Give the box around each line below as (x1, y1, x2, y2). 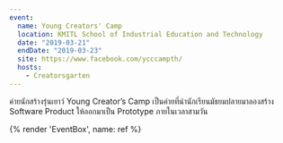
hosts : (17, 63, 42, 72)
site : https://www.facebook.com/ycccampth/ (17, 55, 182, 63)
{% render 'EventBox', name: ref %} (9, 123, 142, 134)
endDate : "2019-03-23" (17, 46, 102, 55)
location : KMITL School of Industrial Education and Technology (17, 29, 263, 38)
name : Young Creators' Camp (17, 21, 123, 30)
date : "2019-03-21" (17, 38, 91, 47)
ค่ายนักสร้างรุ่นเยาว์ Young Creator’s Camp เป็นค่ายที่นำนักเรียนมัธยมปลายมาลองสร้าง (9, 96, 274, 106)
